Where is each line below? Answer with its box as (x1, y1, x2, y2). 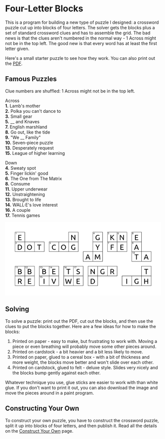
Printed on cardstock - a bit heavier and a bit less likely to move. (12, 348, 143, 354)
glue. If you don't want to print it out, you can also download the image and (5, 385, 158, 390)
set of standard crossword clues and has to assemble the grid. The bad (5, 30, 151, 36)
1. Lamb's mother (5, 102, 41, 109)
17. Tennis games (5, 212, 41, 218)
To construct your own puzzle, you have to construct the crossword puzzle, (5, 417, 159, 423)
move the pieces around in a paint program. (5, 390, 94, 396)
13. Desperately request (5, 145, 54, 151)
